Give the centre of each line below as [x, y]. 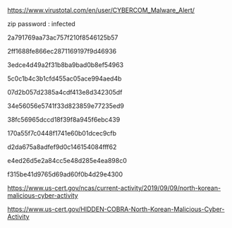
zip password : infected [41, 24]
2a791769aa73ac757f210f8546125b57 [63, 37]
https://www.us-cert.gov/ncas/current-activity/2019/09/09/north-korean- [114, 188]
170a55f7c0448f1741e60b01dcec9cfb [62, 133]
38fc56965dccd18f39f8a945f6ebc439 [64, 120]
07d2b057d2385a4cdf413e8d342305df [65, 92]
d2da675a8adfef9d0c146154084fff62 [62, 147]
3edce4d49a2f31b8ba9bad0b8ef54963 [66, 65]
